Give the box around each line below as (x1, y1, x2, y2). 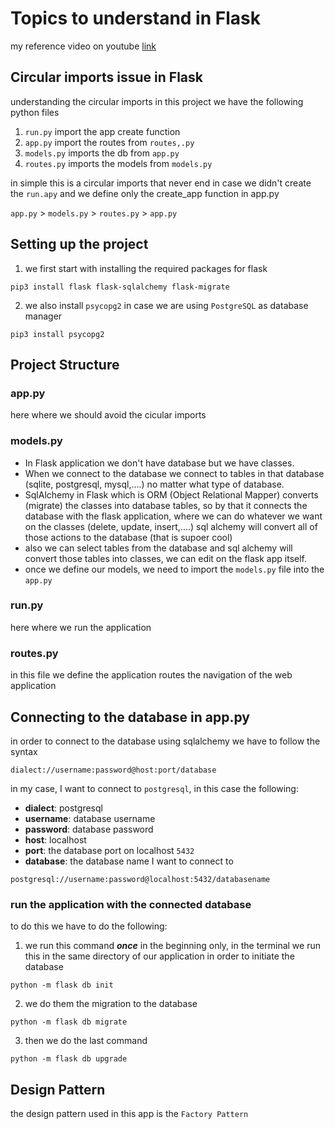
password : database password (24, 823, 154, 835)
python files (10, 106, 60, 118)
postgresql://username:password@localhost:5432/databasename (10, 874, 271, 884)
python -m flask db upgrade (10, 1054, 128, 1064)
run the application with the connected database (10, 897, 252, 911)
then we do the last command (24, 1035, 148, 1047)
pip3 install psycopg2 (10, 329, 105, 339)
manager (24, 310, 63, 322)
